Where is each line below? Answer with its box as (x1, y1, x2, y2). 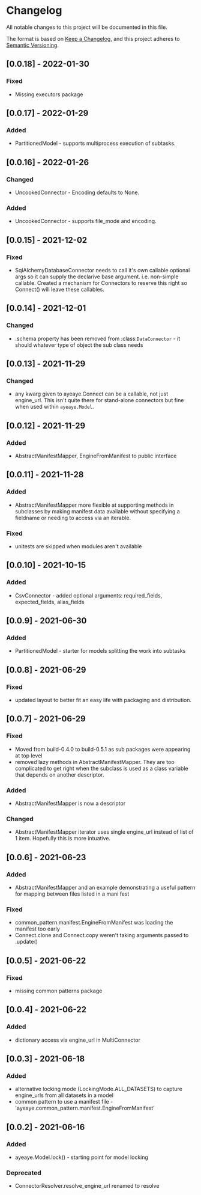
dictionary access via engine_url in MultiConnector (14, 1036, 141, 1044)
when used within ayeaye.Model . (14, 403, 94, 411)
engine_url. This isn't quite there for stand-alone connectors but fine (14, 397, 184, 404)
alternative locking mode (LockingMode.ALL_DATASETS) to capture (14, 1086, 183, 1093)
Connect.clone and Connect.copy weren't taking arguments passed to (14, 932, 189, 939)
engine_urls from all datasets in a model (14, 1092, 114, 1099)
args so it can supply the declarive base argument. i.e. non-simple (14, 273, 179, 280)
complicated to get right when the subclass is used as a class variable (14, 765, 188, 772)
